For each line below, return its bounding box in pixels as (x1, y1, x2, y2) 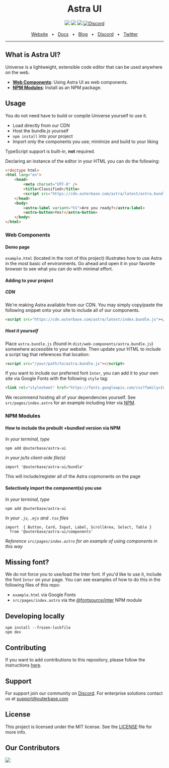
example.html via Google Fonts (12, 592, 76, 598)
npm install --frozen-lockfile (5, 625, 71, 631)
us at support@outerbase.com (5, 695, 69, 701)
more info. (5, 729, 27, 735)
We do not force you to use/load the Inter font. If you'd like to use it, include (5, 571, 162, 578)
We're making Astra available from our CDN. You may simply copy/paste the (5, 302, 163, 308)
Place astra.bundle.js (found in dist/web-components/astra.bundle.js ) (5, 341, 153, 347)
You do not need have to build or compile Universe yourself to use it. (5, 112, 147, 119)
